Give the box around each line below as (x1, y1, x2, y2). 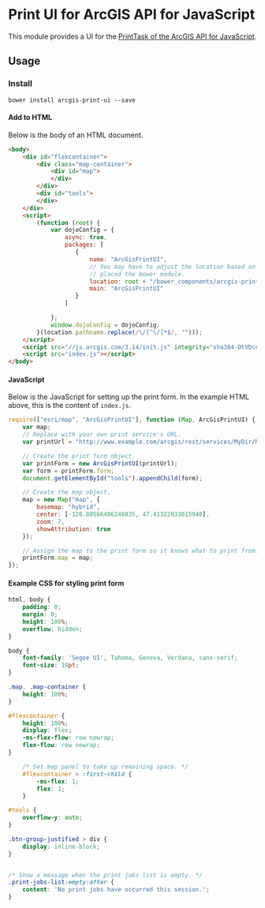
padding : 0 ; (22, 603, 62, 611)
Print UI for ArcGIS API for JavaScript (8, 6, 256, 24)
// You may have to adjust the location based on (89, 263, 256, 271)
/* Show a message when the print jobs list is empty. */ (8, 871, 203, 879)
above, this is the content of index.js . (8, 401, 132, 410)
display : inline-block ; (22, 843, 101, 850)
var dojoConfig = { (50, 226, 114, 234)
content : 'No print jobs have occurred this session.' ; (22, 886, 211, 894)
